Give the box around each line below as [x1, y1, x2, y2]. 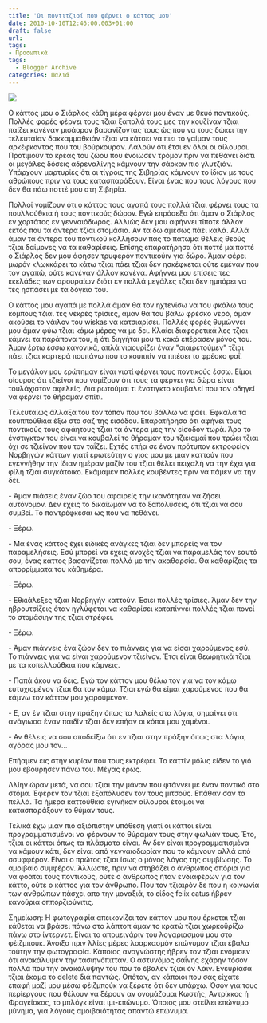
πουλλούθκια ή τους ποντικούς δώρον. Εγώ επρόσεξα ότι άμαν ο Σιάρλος [8, 208, 255, 218]
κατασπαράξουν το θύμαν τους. [8, 805, 116, 815]
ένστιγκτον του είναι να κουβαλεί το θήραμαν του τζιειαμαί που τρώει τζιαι [8, 433, 259, 442]
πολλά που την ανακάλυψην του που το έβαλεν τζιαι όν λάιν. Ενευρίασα [8, 963, 253, 973]
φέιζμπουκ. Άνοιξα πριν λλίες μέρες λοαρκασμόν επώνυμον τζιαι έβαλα [8, 938, 250, 947]
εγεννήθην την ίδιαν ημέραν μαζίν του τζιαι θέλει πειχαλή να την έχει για [8, 458, 257, 468]
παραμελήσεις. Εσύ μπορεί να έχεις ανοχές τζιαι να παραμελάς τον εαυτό [8, 547, 257, 557]
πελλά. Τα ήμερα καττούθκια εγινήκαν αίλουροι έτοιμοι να [8, 796, 205, 807]
